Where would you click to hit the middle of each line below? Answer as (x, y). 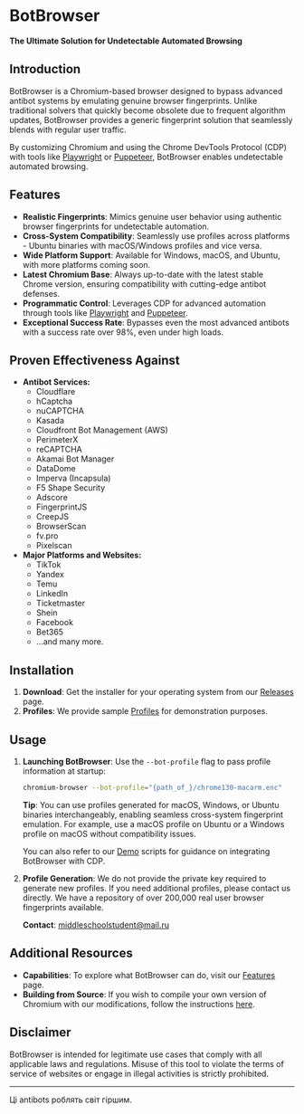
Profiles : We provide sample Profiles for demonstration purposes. (145, 711)
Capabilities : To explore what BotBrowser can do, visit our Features (149, 975)
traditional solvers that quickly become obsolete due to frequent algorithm (147, 110)
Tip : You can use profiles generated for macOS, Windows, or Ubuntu (151, 805)
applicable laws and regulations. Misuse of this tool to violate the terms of (147, 1063)
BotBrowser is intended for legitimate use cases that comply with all (136, 1054)
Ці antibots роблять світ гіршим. (71, 1100)
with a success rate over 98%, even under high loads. (123, 332)
